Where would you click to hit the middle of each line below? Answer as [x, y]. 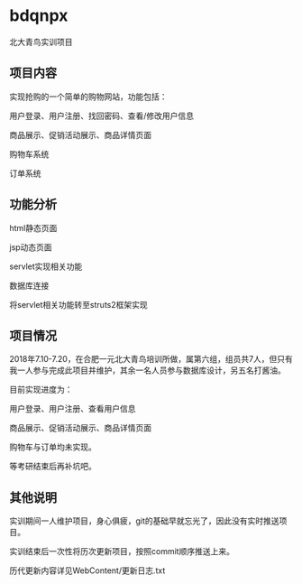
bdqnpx [39, 16]
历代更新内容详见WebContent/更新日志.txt [87, 570]
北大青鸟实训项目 [41, 42]
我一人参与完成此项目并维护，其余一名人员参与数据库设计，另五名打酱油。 [147, 370]
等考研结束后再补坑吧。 [53, 467]
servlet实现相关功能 [46, 266]
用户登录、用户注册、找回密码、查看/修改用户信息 [102, 116]
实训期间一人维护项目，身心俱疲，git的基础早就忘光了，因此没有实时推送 [144, 521]
